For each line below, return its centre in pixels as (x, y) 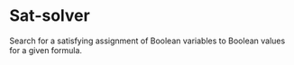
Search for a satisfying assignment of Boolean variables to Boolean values (147, 41)
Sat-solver (50, 16)
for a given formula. (46, 50)
